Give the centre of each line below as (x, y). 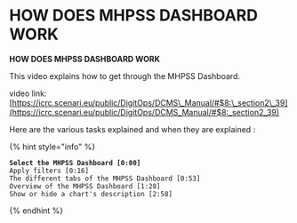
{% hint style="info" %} (52, 147)
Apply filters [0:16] (49, 171)
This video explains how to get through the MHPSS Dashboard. (124, 76)
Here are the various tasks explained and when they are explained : (132, 129)
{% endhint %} (36, 211)
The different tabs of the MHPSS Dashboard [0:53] (105, 179)
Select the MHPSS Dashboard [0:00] (75, 163)
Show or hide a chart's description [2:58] (91, 194)
